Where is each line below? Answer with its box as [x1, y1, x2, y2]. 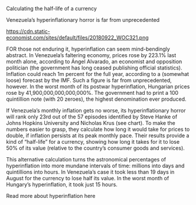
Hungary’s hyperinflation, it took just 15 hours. [6, 181, 118, 188]
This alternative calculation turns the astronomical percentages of [6, 156, 166, 163]
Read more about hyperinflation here [6, 193, 96, 199]
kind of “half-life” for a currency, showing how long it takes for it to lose [6, 138, 180, 145]
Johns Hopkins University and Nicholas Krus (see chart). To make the [6, 120, 175, 126]
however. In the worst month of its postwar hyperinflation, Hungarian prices [6, 83, 190, 90]
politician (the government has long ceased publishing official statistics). [6, 64, 182, 71]
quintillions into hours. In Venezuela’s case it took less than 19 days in [6, 168, 175, 176]
